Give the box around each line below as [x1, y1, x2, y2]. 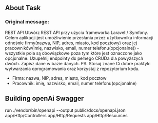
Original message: [5, 18, 50, 25]
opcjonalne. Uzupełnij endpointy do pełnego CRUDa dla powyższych [5, 55, 143, 61]
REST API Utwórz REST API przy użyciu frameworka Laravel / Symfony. [5, 29, 149, 35]
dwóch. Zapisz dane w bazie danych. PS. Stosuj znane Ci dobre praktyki [5, 60, 151, 66]
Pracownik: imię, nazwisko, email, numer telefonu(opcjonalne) [12, 80, 137, 86]
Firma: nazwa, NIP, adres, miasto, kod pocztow [12, 75, 107, 81]
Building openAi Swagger [5, 94, 84, 103]
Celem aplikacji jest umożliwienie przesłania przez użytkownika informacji [5, 35, 154, 40]
